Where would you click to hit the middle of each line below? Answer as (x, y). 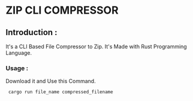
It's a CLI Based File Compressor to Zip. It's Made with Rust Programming (96, 46)
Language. (19, 53)
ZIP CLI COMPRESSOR (62, 10)
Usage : (17, 68)
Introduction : (31, 32)
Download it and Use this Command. (51, 81)
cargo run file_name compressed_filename (61, 92)
